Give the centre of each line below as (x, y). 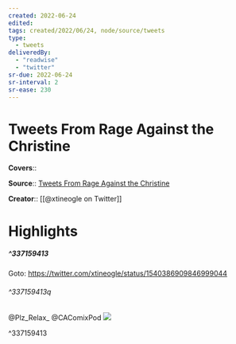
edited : (21, 23)
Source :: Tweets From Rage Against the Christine (89, 183)
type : (17, 38)
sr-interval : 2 (33, 82)
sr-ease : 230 (30, 90)
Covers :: (23, 168)
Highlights (43, 231)
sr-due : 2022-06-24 (41, 75)
